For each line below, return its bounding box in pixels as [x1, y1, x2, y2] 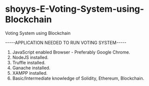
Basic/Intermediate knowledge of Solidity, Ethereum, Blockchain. [12, 75, 145, 81]
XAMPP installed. [12, 70, 48, 76]
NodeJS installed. [12, 54, 49, 60]
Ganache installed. [12, 65, 50, 71]
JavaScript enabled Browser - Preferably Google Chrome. [12, 49, 130, 55]
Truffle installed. [12, 59, 46, 65]
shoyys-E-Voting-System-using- [5, 3, 145, 15]
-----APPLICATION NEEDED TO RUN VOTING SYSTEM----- [5, 39, 127, 45]
